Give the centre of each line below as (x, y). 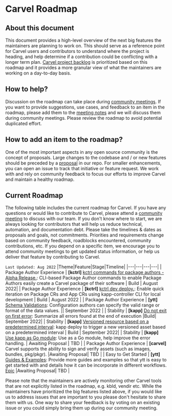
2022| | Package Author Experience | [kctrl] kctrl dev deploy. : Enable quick (85, 289)
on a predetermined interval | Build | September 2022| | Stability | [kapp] (82, 333)
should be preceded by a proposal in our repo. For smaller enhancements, (83, 163)
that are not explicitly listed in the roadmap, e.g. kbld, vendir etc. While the (84, 386)
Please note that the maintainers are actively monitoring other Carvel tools (84, 381)
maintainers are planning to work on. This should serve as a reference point (85, 46)
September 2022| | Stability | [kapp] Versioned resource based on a (77, 321)
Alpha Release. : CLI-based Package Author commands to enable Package (83, 278)
